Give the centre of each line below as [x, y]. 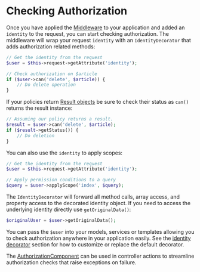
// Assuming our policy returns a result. [60, 119]
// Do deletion [36, 135]
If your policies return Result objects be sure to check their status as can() [98, 102]
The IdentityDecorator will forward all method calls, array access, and [93, 197]
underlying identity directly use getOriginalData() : [69, 209]
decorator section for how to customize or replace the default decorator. [95, 244]
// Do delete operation [47, 85]
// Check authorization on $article [52, 74]
